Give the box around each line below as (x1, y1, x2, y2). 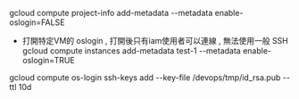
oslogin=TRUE (21, 55, 76, 65)
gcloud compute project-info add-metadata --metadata (9, 8, 213, 18)
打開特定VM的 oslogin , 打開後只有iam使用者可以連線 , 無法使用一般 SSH (21, 36, 288, 45)
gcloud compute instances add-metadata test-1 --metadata (21, 45, 241, 56)
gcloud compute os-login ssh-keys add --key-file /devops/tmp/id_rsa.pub (9, 72, 281, 83)
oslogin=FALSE (9, 17, 65, 28)
